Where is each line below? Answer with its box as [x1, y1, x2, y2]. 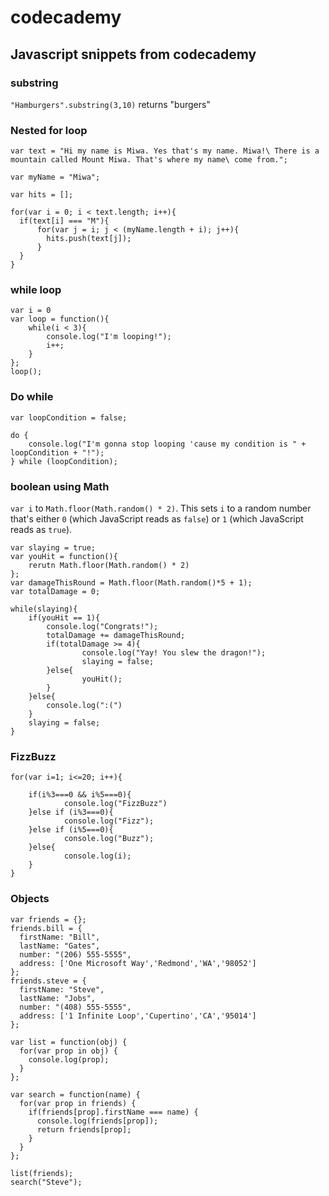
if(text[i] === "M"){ [19, 216, 110, 226]
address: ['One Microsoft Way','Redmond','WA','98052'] [19, 958, 257, 968]
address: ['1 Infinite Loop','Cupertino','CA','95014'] [19, 1011, 257, 1021]
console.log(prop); [28, 1054, 110, 1065]
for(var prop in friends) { [19, 1098, 137, 1108]
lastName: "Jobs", [19, 993, 97, 1003]
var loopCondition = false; [10, 412, 128, 423]
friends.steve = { [10, 976, 87, 986]
